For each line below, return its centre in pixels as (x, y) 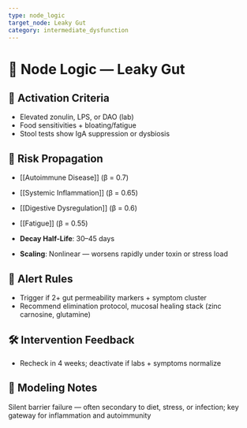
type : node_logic (37, 15)
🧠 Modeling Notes (53, 388)
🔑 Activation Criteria (59, 98)
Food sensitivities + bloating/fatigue (78, 125)
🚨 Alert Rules (41, 279)
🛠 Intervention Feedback (71, 340)
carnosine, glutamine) (55, 314)
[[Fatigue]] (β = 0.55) (54, 223)
